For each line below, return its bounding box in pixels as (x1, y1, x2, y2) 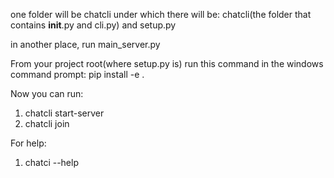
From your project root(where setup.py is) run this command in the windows (10, 58, 324, 69)
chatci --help (24, 157, 79, 168)
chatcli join (24, 118, 70, 129)
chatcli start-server (24, 107, 105, 119)
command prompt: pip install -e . (10, 69, 145, 80)
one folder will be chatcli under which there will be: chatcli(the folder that (10, 9, 312, 20)
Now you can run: (10, 88, 84, 99)
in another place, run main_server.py (10, 39, 161, 50)
